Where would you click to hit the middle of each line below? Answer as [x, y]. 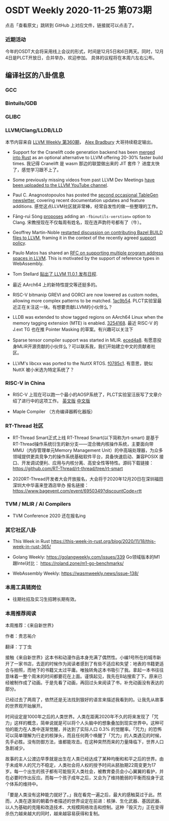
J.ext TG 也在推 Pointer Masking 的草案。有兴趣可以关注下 [73, 329]
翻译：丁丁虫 [18, 647]
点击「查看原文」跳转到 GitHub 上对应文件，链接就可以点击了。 [71, 25]
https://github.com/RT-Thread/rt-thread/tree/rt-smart [68, 468]
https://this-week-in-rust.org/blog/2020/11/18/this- [103, 541]
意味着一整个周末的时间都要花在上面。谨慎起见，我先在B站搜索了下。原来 [82, 676]
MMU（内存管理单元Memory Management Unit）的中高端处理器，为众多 [88, 450]
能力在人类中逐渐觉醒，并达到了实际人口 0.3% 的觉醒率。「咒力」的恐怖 [88, 729]
